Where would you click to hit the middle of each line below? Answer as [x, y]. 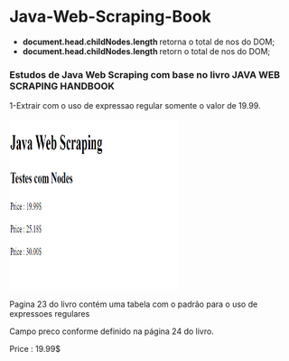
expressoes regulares [50, 314]
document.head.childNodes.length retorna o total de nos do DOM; [149, 42]
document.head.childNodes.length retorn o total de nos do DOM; [146, 51]
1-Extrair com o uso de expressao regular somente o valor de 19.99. [135, 106]
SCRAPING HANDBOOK [62, 86]
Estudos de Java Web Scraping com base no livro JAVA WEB [144, 74]
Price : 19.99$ [35, 349]
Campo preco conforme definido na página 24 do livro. [112, 331]
